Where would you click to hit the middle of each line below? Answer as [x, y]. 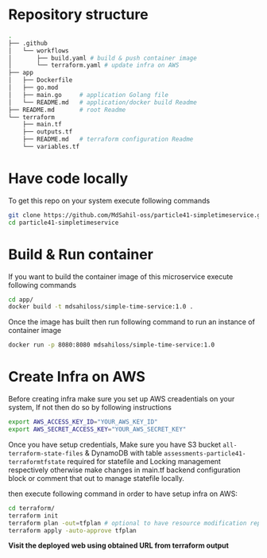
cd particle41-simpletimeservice [64, 223]
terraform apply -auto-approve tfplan [72, 530]
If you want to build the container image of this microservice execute [121, 277]
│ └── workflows [39, 50]
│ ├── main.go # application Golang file [89, 95]
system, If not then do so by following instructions [90, 408]
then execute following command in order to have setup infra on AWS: [123, 494]
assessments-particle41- [205, 453]
